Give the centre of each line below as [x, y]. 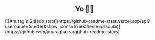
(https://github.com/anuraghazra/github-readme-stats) [62, 32]
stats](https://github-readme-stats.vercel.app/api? [98, 21]
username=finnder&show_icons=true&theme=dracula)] [62, 26]
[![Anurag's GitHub [24, 21]
